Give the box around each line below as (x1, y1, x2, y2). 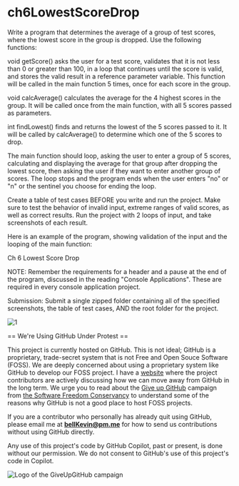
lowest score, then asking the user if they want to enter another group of (7, 166, 221, 175)
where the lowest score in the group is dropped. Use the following (7, 35, 202, 44)
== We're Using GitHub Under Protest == (7, 331, 128, 340)
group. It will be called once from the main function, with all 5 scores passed (7, 101, 232, 109)
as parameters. (7, 108, 52, 117)
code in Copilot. (7, 456, 54, 465)
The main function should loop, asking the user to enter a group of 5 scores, (7, 151, 232, 160)
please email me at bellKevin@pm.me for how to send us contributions (7, 420, 218, 428)
